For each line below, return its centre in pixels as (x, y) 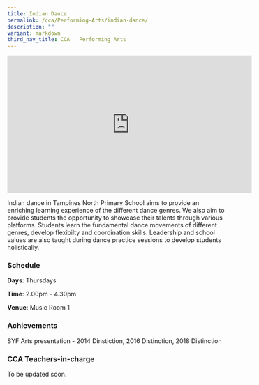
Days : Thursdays (32, 280)
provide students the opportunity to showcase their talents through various (115, 218)
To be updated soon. (37, 375)
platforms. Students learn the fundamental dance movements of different (112, 225)
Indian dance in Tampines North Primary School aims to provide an (103, 203)
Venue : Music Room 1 (38, 308)
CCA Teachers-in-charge (51, 358)
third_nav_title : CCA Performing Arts (67, 40)
